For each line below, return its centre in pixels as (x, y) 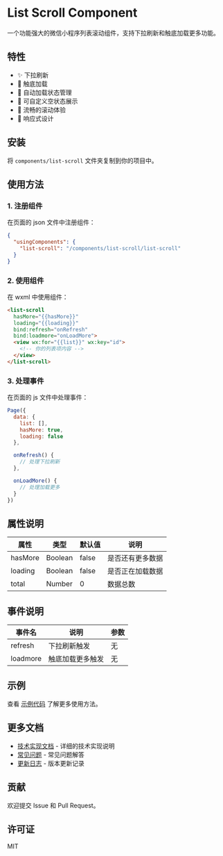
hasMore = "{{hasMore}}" (46, 316)
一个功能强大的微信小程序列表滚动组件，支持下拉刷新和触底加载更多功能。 (113, 33)
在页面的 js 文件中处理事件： (48, 397)
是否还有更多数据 (135, 559)
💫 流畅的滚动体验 (41, 110)
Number (59, 584)
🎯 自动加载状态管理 (44, 92)
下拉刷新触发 (69, 646)
